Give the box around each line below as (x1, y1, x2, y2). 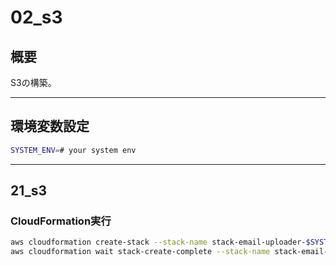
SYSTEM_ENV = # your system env (10, 145, 137, 155)
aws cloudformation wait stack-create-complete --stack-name (10, 247, 271, 257)
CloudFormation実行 (10, 214, 112, 228)
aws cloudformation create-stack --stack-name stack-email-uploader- (10, 237, 307, 248)
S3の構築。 (10, 77, 57, 88)
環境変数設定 (10, 118, 90, 135)
